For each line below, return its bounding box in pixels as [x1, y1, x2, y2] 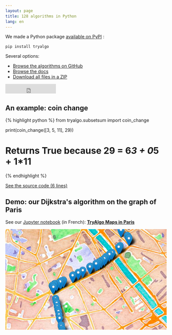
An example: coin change [5, 104, 89, 112]
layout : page [5, 8, 33, 13]
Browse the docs [12, 68, 49, 75]
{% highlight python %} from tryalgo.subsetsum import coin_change [5, 117, 149, 124]
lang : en [5, 19, 24, 24]
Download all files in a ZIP [12, 74, 68, 80]
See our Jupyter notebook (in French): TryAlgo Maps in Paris [5, 219, 135, 225]
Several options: [5, 53, 40, 59]
